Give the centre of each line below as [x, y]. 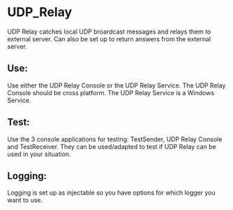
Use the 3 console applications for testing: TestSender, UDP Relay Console [115, 139]
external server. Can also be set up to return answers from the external [109, 38]
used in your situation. [39, 154]
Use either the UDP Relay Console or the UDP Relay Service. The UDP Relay [116, 85]
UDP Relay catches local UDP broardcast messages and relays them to [109, 31]
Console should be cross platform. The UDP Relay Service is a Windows [111, 92]
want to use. [25, 200]
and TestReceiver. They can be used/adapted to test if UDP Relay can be [112, 146]
